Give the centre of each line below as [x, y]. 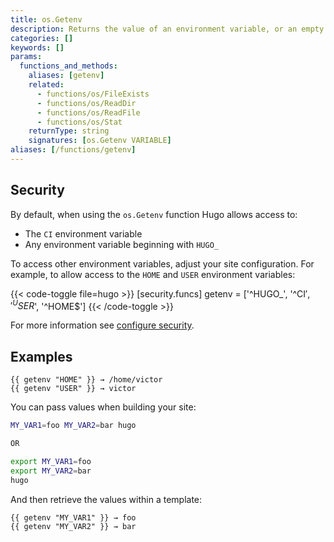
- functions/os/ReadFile [88, 112]
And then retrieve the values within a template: [106, 499]
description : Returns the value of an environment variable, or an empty [167, 29]
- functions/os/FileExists [93, 94]
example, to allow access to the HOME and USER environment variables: [153, 274]
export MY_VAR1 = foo [51, 461]
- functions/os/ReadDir [86, 103]
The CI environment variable [83, 233]
